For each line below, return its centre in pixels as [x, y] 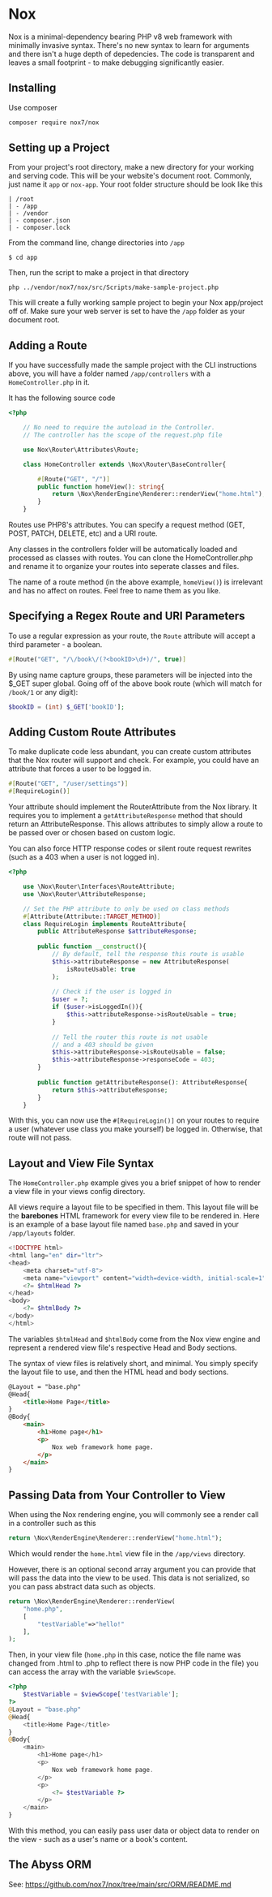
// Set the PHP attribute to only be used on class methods [126, 909]
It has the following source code [62, 398]
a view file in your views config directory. [77, 1192]
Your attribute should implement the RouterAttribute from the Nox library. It [133, 807]
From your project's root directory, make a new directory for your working [131, 167]
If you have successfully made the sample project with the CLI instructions [133, 365]
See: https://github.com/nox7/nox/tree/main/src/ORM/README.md [120, 1884]
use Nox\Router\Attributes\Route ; [81, 450]
